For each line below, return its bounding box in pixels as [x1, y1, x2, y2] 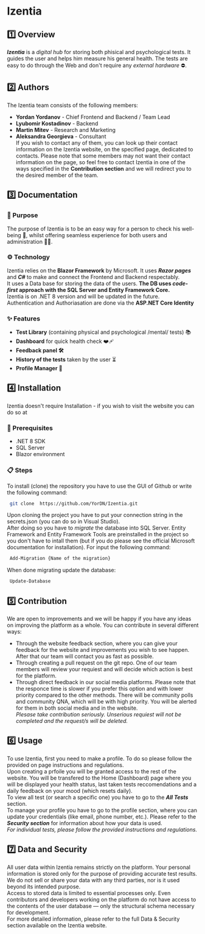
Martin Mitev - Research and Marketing [15, 126, 116, 133]
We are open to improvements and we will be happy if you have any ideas [7, 615, 192, 622]
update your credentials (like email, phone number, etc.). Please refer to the [7, 813, 196, 820]
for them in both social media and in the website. [15, 704, 138, 711]
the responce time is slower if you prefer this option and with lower [15, 685, 184, 692]
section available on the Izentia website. [7, 921, 107, 929]
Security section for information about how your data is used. [7, 819, 162, 826]
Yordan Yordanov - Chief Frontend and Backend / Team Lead [15, 113, 170, 120]
